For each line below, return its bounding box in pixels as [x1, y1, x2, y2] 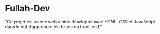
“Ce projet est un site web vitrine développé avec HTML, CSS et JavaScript [5, 19, 155, 24]
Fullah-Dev [5, 3, 50, 14]
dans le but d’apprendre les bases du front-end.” [5, 23, 102, 29]
